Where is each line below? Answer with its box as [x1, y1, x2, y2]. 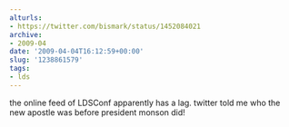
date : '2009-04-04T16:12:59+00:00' [9, 47, 144, 56]
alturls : [9, 13, 43, 23]
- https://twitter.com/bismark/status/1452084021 [9, 22, 202, 31]
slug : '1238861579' [9, 55, 84, 64]
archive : [9, 30, 43, 39]
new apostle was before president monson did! [9, 106, 186, 118]
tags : [9, 64, 30, 73]
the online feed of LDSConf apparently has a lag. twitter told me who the [9, 97, 281, 108]
